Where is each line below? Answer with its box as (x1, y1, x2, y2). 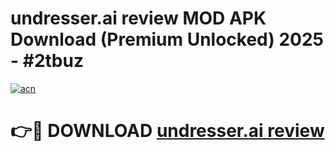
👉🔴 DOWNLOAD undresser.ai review (10, 120, 325, 142)
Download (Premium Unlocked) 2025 (10, 28, 325, 51)
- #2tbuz (10, 50, 84, 72)
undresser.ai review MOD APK (10, 7, 267, 30)
